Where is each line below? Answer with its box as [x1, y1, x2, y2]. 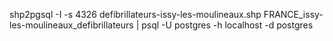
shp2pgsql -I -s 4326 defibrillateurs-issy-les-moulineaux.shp [9, 9, 262, 20]
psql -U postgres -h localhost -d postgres [141, 19, 314, 31]
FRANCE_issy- [263, 9, 324, 20]
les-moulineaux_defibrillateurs [9, 19, 134, 31]
